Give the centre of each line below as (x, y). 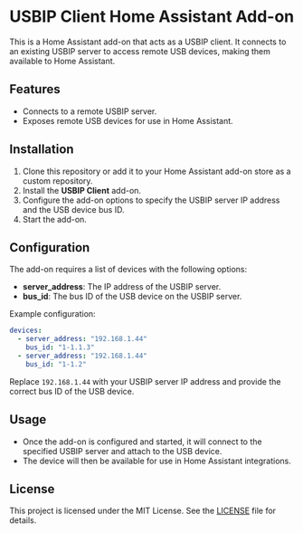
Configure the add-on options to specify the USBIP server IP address (151, 200)
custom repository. (57, 181)
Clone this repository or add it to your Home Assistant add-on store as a (156, 171)
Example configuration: (53, 314)
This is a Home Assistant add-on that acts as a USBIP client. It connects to (148, 42)
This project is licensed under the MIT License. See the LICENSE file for (143, 511)
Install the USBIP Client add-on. (82, 190)
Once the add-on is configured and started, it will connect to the (142, 442)
